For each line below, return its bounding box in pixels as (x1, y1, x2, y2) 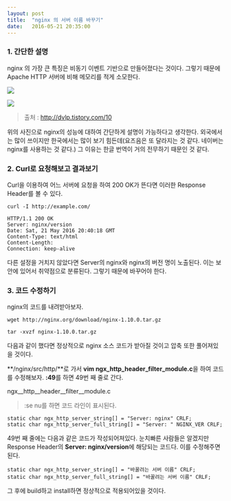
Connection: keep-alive (7, 245, 76, 252)
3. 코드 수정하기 (7, 285, 56, 295)
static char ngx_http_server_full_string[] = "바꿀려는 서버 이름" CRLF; (7, 473, 212, 481)
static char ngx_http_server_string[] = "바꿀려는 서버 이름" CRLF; (7, 467, 196, 473)
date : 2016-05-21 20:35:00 (7, 23, 91, 30)
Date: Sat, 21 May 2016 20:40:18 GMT (7, 227, 115, 234)
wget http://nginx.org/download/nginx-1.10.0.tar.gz (7, 316, 162, 324)
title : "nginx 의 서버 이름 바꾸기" (7, 17, 104, 23)
